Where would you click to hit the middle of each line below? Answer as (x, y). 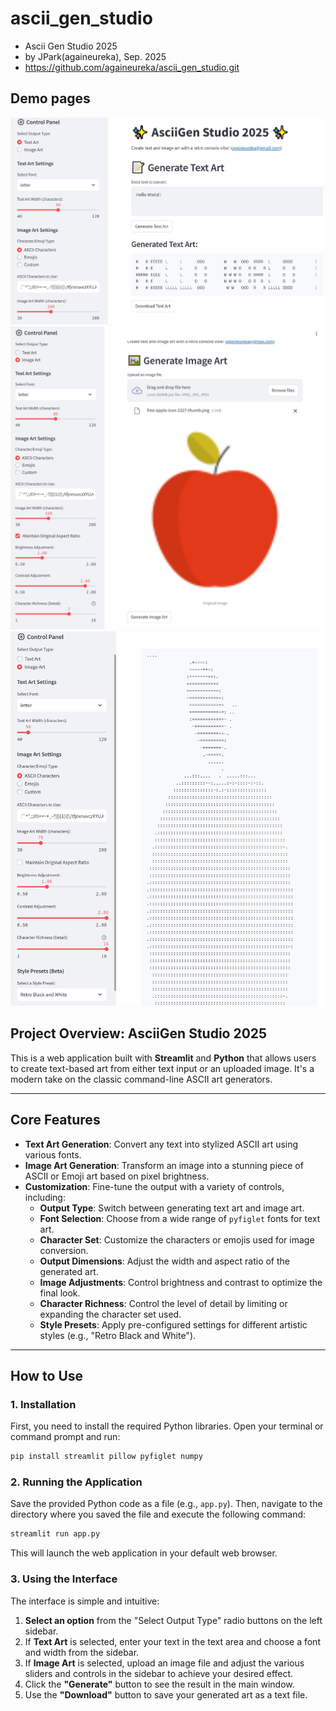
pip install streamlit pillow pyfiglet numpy (106, 1457)
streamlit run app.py (55, 1534)
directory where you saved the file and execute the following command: (158, 1514)
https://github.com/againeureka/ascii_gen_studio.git (132, 67)
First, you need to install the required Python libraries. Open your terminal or (167, 1426)
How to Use (47, 1375)
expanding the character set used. (110, 1314)
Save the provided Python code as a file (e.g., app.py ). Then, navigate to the (166, 1504)
